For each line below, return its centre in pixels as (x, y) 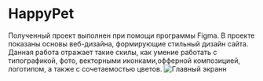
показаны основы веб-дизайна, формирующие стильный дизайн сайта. (128, 43)
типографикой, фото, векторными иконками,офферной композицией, (124, 61)
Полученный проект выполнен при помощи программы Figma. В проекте (131, 35)
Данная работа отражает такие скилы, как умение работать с (113, 52)
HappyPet (41, 14)
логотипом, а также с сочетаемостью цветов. (85, 68)
